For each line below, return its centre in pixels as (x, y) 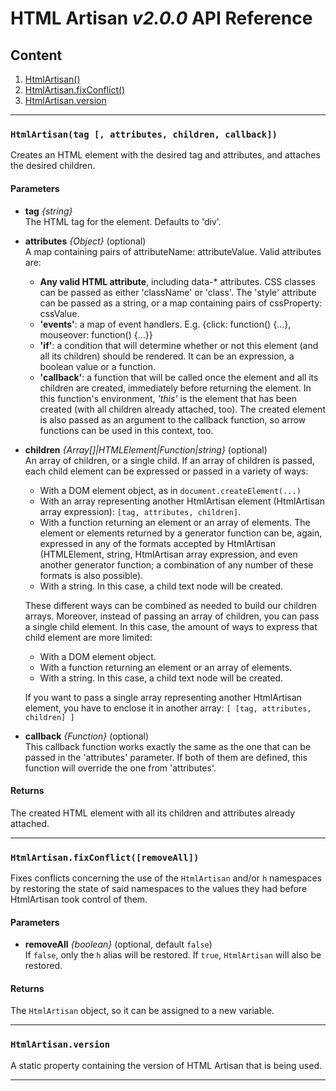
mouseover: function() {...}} (96, 334)
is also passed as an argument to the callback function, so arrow (173, 419)
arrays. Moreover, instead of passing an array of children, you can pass (172, 616)
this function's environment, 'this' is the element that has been (168, 398)
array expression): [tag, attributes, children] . (140, 511)
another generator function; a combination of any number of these (176, 564)
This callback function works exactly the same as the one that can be (168, 746)
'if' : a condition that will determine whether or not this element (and (179, 345)
